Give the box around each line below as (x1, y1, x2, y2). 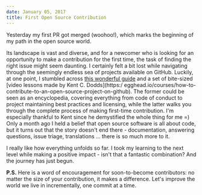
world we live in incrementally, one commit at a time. (6, 182, 137, 189)
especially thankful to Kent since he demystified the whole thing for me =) (6, 113, 190, 121)
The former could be (133, 88, 185, 95)
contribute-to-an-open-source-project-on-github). (6, 88, 133, 95)
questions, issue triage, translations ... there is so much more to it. (6, 132, 170, 139)
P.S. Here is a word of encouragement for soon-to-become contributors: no (6, 168, 195, 176)
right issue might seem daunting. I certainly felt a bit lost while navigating (6, 62, 188, 69)
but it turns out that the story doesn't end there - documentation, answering (6, 126, 195, 133)
